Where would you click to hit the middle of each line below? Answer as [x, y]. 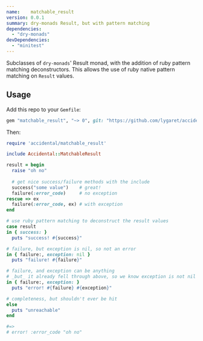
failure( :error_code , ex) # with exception [67, 204]
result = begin [25, 165]
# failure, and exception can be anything [60, 271]
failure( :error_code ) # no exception [65, 193]
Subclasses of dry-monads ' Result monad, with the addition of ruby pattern [98, 63]
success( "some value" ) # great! [56, 187]
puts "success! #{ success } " [47, 238]
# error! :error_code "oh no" [44, 333]
